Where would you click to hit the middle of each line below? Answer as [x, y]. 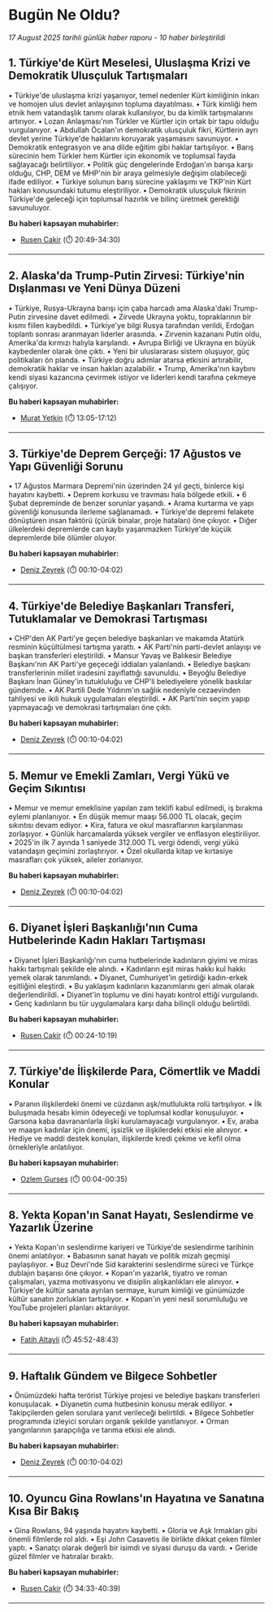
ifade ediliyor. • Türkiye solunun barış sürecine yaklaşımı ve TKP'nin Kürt [130, 181]
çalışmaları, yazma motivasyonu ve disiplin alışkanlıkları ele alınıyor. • [124, 1282]
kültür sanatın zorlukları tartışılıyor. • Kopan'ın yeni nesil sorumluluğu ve [128, 1299]
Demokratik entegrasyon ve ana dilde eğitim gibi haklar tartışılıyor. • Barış [131, 147]
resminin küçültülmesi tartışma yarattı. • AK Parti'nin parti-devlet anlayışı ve [135, 647]
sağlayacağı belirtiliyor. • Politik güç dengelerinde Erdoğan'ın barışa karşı [131, 164]
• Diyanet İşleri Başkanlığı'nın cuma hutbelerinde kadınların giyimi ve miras [133, 960]
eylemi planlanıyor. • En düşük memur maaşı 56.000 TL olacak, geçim [125, 817]
